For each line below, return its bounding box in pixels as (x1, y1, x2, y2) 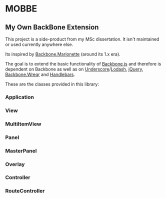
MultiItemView (5, 120, 41, 127)
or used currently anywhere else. (5, 41, 73, 47)
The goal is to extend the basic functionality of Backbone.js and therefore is (5, 61, 161, 66)
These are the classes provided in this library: (5, 81, 99, 87)
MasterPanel (5, 147, 37, 154)
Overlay (5, 160, 25, 167)
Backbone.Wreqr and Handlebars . (5, 71, 75, 77)
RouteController (5, 187, 45, 194)
